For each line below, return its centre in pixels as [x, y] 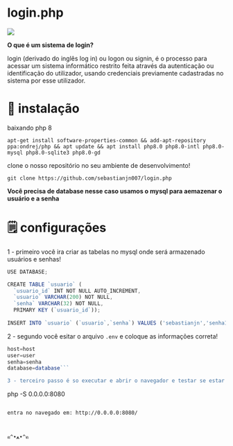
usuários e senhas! [34, 259]
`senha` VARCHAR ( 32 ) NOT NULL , [59, 304]
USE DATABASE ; [28, 272]
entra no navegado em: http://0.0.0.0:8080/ [72, 413]
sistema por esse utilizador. [46, 80]
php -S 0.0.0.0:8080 [36, 394]
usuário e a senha [33, 198]
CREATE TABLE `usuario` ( [44, 284]
